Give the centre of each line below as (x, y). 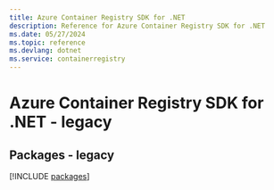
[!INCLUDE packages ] (50, 176)
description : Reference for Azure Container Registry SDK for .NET (137, 26)
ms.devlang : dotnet (46, 51)
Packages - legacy (62, 155)
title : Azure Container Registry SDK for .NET (97, 17)
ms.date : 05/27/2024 (48, 34)
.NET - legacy (61, 122)
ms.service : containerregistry (67, 59)
